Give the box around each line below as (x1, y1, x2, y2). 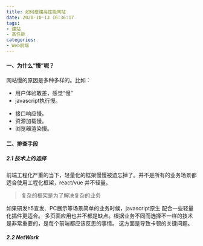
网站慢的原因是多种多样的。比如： (6, 77, 91, 84)
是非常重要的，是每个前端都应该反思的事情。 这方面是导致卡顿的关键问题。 (6, 219, 193, 227)
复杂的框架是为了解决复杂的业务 (21, 192, 101, 199)
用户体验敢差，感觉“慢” (14, 89, 74, 97)
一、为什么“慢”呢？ (6, 62, 55, 70)
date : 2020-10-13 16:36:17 (6, 15, 74, 21)
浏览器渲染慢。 (14, 125, 53, 132)
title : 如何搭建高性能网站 (6, 8, 66, 15)
